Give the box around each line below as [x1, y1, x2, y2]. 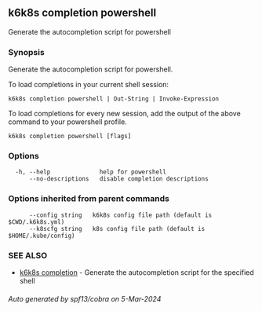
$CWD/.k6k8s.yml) [8, 218, 65, 226]
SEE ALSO [8, 250, 48, 261]
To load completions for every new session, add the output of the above [8, 109, 241, 119]
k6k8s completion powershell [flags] [8, 133, 132, 141]
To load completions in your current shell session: [8, 80, 169, 90]
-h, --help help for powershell [15, 168, 167, 176]
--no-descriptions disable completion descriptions [28, 175, 209, 183]
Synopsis [8, 46, 45, 57]
